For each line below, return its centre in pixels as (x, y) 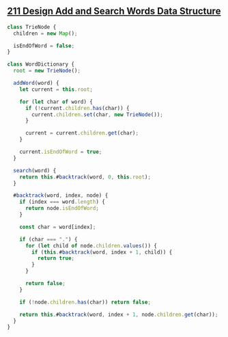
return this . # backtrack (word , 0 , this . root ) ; (85, 177)
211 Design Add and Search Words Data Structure (114, 11)
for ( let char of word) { (56, 102)
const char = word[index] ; (58, 227)
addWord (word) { (36, 83)
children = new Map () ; (45, 33)
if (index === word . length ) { (62, 202)
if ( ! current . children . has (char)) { (77, 108)
